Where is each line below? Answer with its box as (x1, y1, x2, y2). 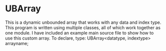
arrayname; (5, 40, 29, 46)
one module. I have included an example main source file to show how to (5, 30, 154, 36)
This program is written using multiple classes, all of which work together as (5, 24, 161, 30)
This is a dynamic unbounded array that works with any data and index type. (5, 19, 162, 25)
